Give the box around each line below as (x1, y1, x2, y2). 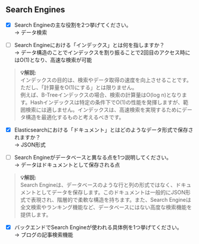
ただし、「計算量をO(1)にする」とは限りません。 (20, 83, 138, 91)
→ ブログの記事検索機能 (14, 232, 74, 239)
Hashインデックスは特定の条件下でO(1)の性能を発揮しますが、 (30, 98, 184, 106)
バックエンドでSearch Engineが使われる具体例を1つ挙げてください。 (14, 224, 182, 231)
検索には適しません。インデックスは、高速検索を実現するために (25, 106, 182, 113)
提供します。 (20, 211, 52, 218)
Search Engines (5, 5, 66, 15)
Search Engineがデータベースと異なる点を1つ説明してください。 (14, 154, 172, 161)
